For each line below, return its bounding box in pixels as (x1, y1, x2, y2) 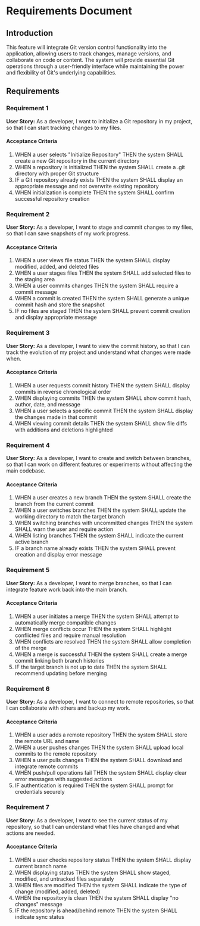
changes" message (14, 900, 62, 908)
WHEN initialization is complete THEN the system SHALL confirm (14, 189, 174, 196)
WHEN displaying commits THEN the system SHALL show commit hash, (14, 394, 192, 402)
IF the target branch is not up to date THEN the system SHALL (14, 663, 167, 670)
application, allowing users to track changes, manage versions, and (6, 50, 171, 57)
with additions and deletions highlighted (14, 426, 113, 433)
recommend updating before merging (14, 669, 107, 677)
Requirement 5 (6, 566, 50, 574)
